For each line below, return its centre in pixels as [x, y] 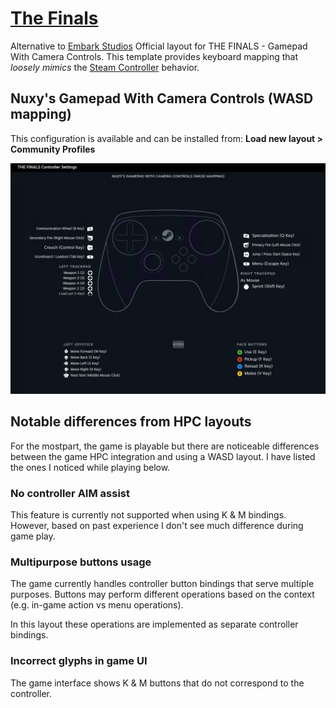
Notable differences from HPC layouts [131, 422]
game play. [33, 536]
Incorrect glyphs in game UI [79, 661]
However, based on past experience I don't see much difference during [157, 525]
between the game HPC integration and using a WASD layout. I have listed [163, 456]
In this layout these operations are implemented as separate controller [154, 624]
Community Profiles [53, 149]
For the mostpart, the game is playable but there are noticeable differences [165, 446]
